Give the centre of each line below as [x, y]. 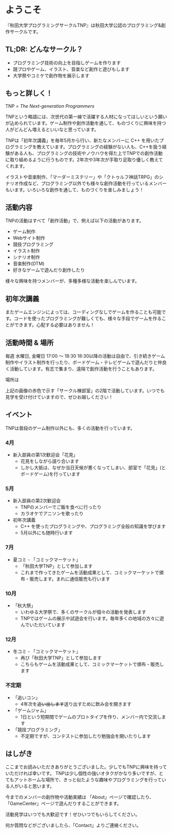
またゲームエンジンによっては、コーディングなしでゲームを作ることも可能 [83, 312]
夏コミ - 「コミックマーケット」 [47, 559]
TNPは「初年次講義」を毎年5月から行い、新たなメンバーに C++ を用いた [82, 140]
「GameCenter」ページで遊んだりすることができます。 [63, 804]
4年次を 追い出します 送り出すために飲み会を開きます [76, 704]
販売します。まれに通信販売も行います [70, 579]
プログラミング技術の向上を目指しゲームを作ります [67, 63]
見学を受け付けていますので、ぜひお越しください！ [59, 397]
